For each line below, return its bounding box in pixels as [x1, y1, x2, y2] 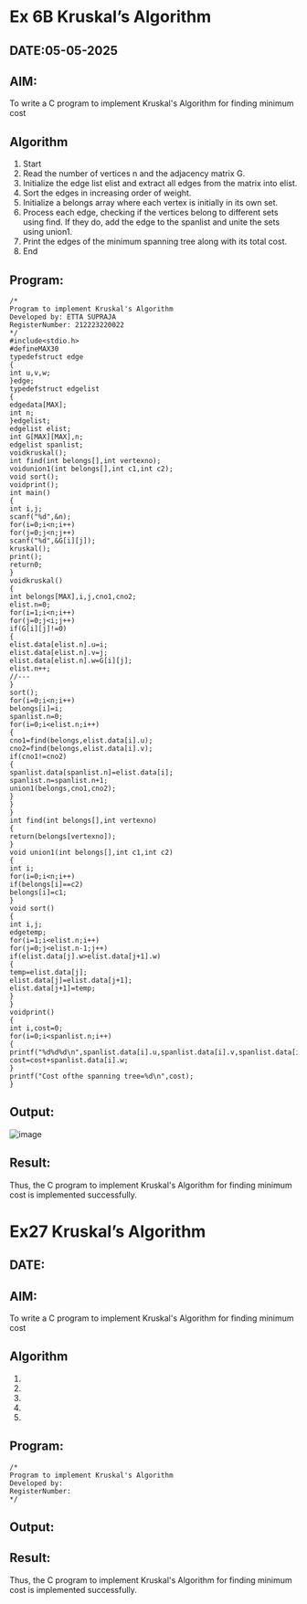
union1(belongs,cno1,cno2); [9, 784, 117, 794]
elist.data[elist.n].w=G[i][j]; [9, 656, 132, 666]
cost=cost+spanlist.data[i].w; [9, 1056, 129, 1065]
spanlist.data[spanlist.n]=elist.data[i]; [9, 768, 174, 777]
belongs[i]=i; [9, 704, 64, 713]
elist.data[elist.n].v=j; [9, 649, 108, 658]
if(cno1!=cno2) [9, 752, 68, 762]
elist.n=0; [9, 600, 51, 609]
